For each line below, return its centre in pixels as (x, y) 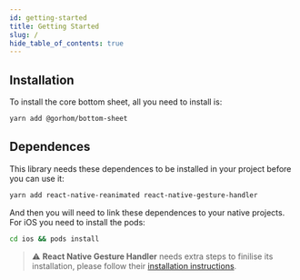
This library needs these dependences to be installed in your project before (150, 168)
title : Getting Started (55, 26)
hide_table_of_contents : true (67, 43)
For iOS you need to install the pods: (77, 222)
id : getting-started (49, 18)
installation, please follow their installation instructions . (134, 265)
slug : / (24, 35)
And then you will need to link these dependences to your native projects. (147, 212)
